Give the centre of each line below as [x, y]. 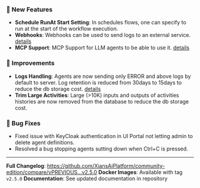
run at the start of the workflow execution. [66, 29]
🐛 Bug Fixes [23, 123]
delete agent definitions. [45, 142]
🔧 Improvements [30, 63]
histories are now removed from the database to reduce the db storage [102, 101]
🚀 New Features [29, 10]
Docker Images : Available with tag [140, 172]
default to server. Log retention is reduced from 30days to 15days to [98, 82]
